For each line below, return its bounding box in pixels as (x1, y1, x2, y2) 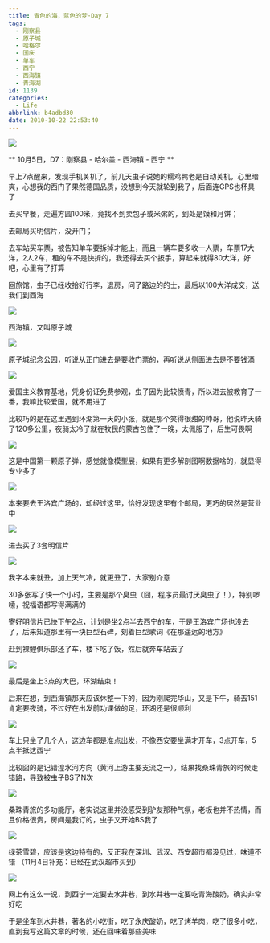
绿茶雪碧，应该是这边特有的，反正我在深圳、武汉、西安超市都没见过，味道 (8, 847, 255, 856)
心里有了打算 (22, 263, 65, 273)
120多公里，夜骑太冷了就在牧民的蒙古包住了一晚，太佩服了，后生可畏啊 (14, 424, 253, 433)
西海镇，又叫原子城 (8, 322, 72, 332)
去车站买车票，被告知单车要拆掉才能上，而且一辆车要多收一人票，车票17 (8, 243, 247, 252)
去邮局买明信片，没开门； (8, 226, 93, 236)
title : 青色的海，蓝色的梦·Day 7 (8, 11, 110, 20)
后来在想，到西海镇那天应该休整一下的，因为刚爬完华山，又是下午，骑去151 (8, 693, 258, 703)
